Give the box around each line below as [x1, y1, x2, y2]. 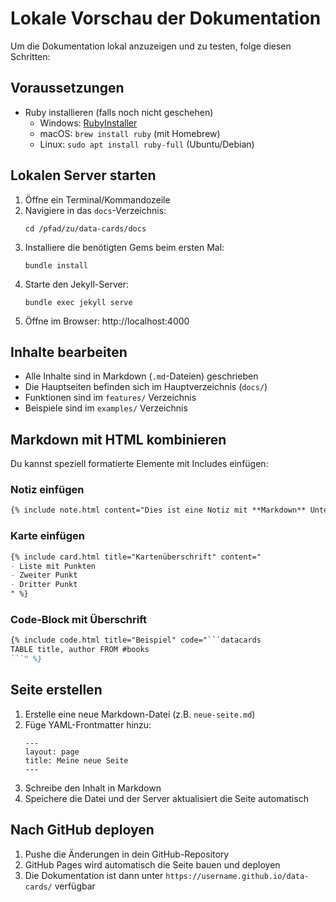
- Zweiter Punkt [10, 570, 78, 581]
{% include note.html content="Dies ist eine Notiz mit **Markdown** [10, 505, 307, 516]
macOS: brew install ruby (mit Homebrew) [39, 127, 221, 139]
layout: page [24, 747, 80, 757]
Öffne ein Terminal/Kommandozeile [24, 193, 171, 206]
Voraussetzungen [10, 80, 125, 97]
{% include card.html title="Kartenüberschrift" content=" [10, 552, 262, 562]
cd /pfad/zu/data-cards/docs [24, 223, 147, 234]
